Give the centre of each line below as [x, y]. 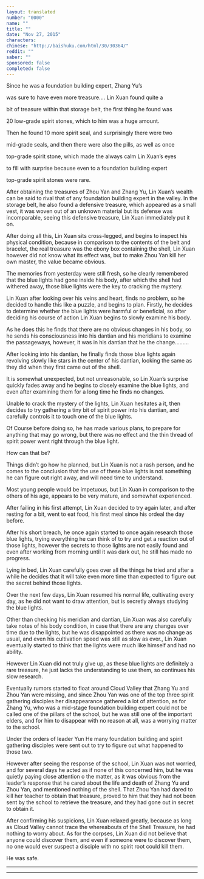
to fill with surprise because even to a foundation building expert [87, 169]
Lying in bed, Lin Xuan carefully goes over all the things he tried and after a [100, 570]
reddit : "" [20, 52]
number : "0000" [25, 18]
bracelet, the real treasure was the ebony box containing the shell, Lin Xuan [101, 249]
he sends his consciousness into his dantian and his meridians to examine [99, 336]
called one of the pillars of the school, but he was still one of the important [99, 714]
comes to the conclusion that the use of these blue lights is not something [99, 471]
